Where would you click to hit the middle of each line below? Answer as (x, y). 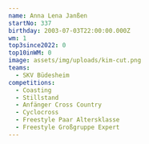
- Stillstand (37, 98)
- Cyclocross (37, 113)
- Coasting (34, 90)
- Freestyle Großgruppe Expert (68, 127)
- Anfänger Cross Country (59, 105)
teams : (19, 68)
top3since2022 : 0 (37, 46)
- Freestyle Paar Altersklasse (68, 120)
